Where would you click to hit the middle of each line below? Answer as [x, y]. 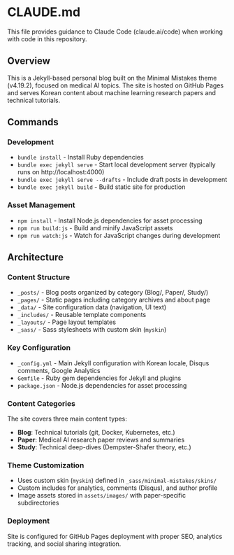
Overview [29, 61]
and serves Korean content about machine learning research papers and [112, 92]
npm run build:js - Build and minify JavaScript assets [95, 227]
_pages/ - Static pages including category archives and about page [114, 300]
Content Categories [41, 403]
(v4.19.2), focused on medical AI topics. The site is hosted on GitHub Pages [116, 85]
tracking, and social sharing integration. [64, 544]
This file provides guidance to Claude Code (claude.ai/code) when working [115, 31]
